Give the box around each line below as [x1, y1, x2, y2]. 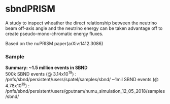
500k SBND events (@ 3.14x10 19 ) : [5, 70, 77, 77]
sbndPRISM [5, 3, 56, 15]
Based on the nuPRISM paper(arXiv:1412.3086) [5, 40, 104, 46]
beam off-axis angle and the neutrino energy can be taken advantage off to [5, 25, 163, 31]
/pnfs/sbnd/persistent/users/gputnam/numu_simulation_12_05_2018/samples [5, 88, 165, 94]
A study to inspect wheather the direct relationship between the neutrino [5, 20, 157, 26]
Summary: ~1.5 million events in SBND [5, 64, 88, 71]
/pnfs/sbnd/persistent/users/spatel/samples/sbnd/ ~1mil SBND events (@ [5, 76, 159, 82]
